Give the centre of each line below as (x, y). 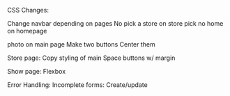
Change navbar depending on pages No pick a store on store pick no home (115, 23)
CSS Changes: (28, 10)
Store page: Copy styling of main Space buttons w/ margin (91, 58)
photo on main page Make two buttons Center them (81, 44)
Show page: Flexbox (37, 71)
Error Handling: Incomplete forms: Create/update (77, 85)
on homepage (27, 31)
